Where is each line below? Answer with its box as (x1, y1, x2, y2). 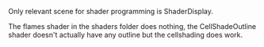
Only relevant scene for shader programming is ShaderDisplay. (8, 7, 214, 16)
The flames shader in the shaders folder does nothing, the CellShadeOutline (8, 22, 256, 31)
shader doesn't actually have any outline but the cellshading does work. (8, 31, 243, 39)
